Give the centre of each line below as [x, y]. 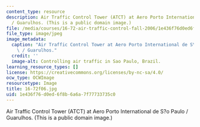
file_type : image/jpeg [34, 34]
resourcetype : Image [32, 84]
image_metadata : [26, 39]
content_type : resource [36, 12]
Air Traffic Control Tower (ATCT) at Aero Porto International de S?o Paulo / [97, 111]
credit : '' [25, 56]
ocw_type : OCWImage [30, 78]
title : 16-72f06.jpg [32, 89]
